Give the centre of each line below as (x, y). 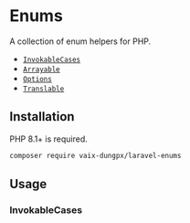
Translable (43, 89)
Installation (42, 117)
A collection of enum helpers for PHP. (80, 41)
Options (37, 79)
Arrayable (42, 69)
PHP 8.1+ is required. (49, 139)
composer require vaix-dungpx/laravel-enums (95, 155)
